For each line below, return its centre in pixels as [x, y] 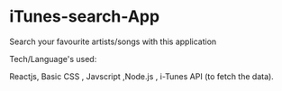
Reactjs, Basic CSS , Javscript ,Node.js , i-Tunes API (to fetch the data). [142, 76]
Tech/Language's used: [53, 59]
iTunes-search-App [85, 17]
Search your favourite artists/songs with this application [113, 41]
